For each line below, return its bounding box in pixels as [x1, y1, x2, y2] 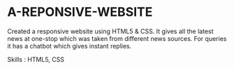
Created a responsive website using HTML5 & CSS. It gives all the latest [7, 27, 214, 35]
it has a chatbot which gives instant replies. [7, 42, 132, 50]
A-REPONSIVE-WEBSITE [7, 4, 153, 20]
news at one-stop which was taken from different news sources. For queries [7, 34, 227, 42]
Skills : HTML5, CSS [7, 55, 65, 63]
